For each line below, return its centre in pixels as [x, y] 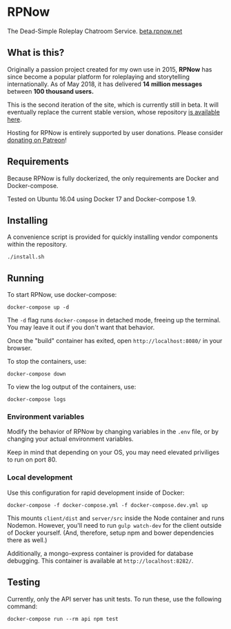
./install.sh [26, 257]
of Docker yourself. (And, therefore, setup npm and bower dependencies [111, 533]
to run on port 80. [32, 460]
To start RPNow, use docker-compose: [62, 295]
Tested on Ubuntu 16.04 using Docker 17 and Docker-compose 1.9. [102, 199]
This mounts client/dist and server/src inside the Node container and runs [116, 518]
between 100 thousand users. [51, 91]
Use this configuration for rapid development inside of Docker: [96, 493]
